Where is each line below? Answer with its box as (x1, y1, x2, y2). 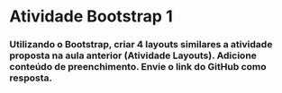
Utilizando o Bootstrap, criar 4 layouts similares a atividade (9, 38, 273, 51)
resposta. (9, 72, 52, 84)
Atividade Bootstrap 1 (9, 6, 173, 27)
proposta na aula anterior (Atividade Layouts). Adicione (9, 49, 257, 62)
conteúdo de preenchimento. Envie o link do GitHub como (9, 61, 268, 73)
